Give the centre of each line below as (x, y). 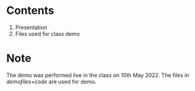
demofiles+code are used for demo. (51, 81)
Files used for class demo (48, 33)
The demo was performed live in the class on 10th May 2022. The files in (98, 75)
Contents (30, 11)
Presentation (31, 27)
